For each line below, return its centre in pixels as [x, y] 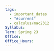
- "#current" [23, 18]
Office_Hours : [20, 41]
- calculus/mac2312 [29, 23]
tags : [11, 9]
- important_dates [28, 14]
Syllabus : [15, 28]
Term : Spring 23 [22, 32]
